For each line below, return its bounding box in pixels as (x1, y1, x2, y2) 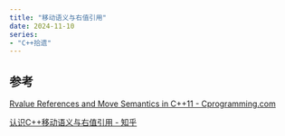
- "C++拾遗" (9, 38, 52, 48)
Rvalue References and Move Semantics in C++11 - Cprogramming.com (9, 98, 276, 109)
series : (9, 30, 39, 39)
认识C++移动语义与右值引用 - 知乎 (9, 117, 138, 128)
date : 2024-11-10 (9, 22, 75, 31)
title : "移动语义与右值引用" (9, 13, 107, 23)
